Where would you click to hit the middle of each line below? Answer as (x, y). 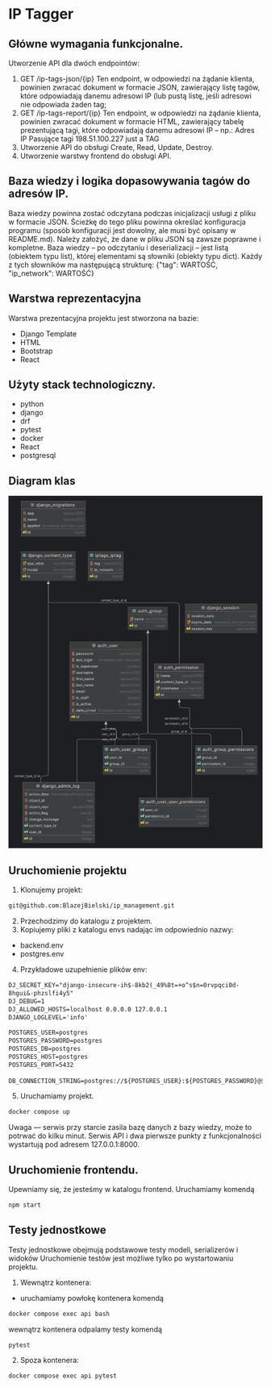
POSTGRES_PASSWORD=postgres (56, 1041)
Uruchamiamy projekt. (57, 1096)
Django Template (48, 333)
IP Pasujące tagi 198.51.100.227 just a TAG (90, 139)
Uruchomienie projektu (68, 871)
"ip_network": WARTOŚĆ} (51, 273)
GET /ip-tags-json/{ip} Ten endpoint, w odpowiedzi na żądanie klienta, (137, 79)
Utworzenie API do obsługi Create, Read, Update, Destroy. (117, 147)
